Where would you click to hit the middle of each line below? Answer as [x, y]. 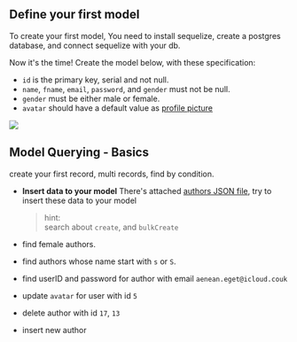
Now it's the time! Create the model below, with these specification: [133, 62]
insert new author [54, 330]
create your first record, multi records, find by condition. [112, 174]
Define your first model [74, 15]
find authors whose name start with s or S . [99, 261]
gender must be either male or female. [91, 98]
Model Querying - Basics [79, 153]
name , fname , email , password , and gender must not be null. [126, 89]
